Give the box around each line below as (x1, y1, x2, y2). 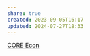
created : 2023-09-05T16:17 (7, 16, 84, 23)
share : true (7, 10, 41, 17)
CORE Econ (7, 42, 40, 50)
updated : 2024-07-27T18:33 (7, 23, 84, 29)
